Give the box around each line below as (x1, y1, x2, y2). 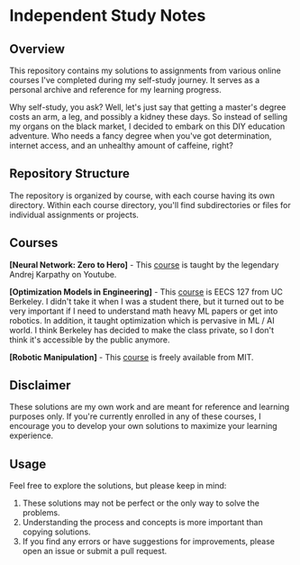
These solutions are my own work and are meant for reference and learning (9, 402, 290, 413)
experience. (9, 430, 54, 442)
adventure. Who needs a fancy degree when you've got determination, (9, 131, 272, 141)
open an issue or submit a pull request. (22, 546, 168, 557)
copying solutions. (22, 526, 92, 537)
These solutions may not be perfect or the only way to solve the (22, 497, 259, 509)
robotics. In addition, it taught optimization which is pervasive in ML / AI (9, 314, 275, 325)
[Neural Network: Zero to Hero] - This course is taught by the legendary (9, 259, 279, 270)
